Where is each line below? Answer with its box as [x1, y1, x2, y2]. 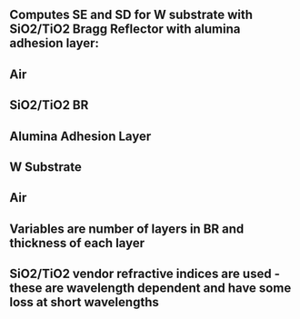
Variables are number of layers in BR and [9, 221, 245, 236]
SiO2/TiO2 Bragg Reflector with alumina [9, 22, 241, 37]
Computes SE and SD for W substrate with [9, 7, 253, 23]
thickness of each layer [9, 235, 145, 251]
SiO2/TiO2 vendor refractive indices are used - [9, 266, 280, 282]
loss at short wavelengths [9, 294, 159, 310]
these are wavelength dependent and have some [9, 281, 292, 296]
